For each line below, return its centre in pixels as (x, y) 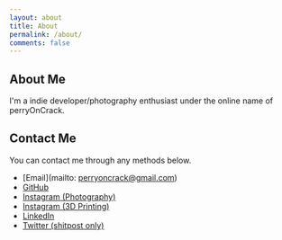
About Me (37, 79)
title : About (34, 26)
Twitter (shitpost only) (63, 225)
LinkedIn (38, 216)
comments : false (40, 43)
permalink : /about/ (46, 34)
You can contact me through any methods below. (100, 160)
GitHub (36, 187)
